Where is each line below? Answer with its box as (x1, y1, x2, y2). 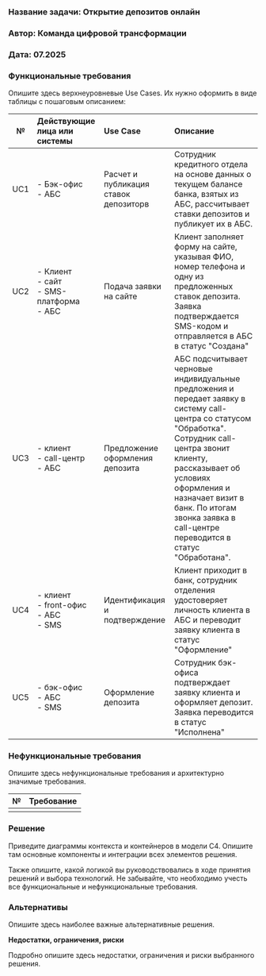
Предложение (104, 443, 158, 454)
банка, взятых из (173, 189, 239, 200)
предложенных (173, 281, 234, 292)
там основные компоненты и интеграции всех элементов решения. (8, 849, 237, 859)
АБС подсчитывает (173, 353, 248, 365)
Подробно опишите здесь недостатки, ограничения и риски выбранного (8, 950, 255, 959)
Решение (8, 823, 46, 834)
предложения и (173, 384, 234, 395)
